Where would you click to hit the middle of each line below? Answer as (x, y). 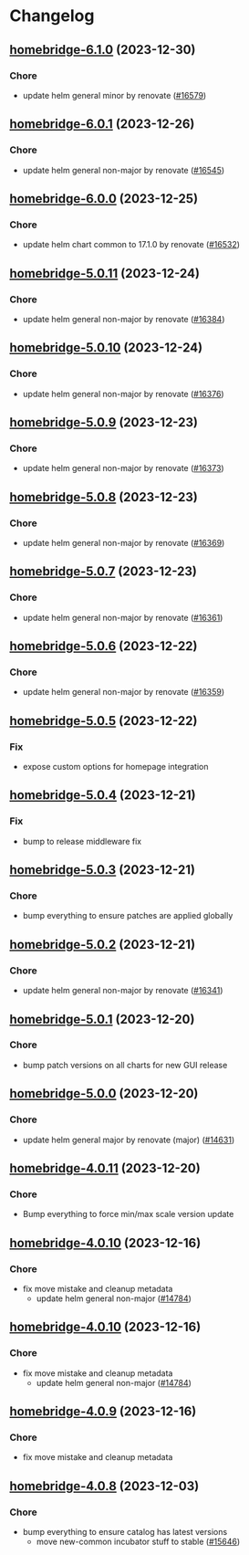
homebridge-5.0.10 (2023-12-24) (106, 348)
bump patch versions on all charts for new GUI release (125, 1065)
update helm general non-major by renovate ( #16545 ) (124, 170)
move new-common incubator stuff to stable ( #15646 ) (138, 1541)
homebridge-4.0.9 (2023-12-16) (103, 1411)
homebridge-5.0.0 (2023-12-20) (104, 1093)
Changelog (52, 16)
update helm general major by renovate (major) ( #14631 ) (129, 1140)
